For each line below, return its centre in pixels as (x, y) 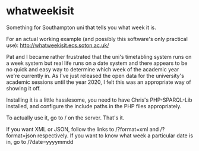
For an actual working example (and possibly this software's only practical (97, 39)
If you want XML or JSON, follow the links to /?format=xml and (83, 129)
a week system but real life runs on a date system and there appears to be (97, 63)
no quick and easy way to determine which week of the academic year (93, 69)
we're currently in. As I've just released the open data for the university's (95, 75)
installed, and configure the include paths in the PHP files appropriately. (94, 106)
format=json (21, 136)
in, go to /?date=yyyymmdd (40, 141)
